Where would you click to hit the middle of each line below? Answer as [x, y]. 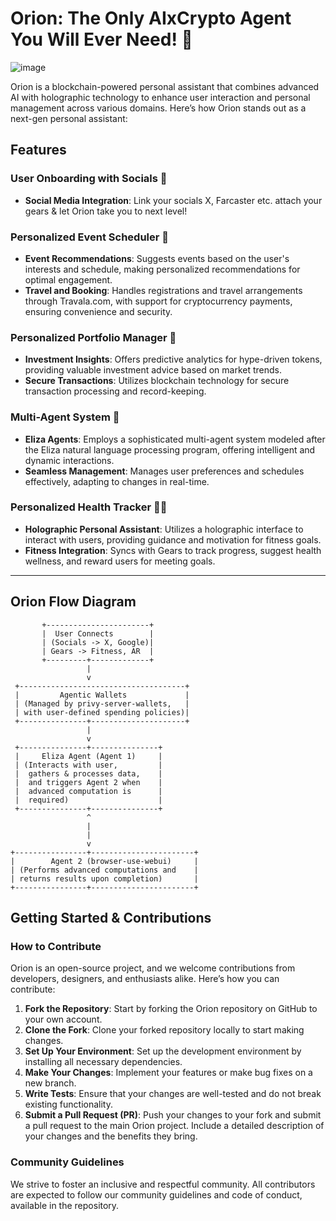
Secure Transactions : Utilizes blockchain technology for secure [157, 381]
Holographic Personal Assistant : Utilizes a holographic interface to [164, 529]
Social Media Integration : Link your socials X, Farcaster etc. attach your [173, 200]
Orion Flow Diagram [73, 602]
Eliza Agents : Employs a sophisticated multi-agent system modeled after [175, 439]
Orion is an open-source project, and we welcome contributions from [153, 968]
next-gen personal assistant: [69, 118]
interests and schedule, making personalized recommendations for [162, 269]
